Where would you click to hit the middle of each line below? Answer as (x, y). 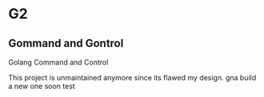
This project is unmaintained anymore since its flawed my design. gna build (132, 78)
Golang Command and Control (58, 62)
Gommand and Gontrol (66, 43)
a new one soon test (42, 86)
